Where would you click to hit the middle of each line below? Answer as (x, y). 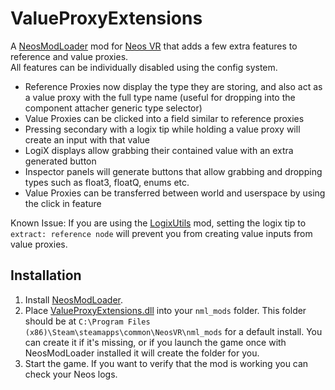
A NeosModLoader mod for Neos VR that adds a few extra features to (154, 46)
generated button (60, 161)
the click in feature (63, 203)
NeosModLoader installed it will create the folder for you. (142, 353)
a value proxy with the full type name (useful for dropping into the (160, 97)
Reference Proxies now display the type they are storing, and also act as (173, 86)
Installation (46, 275)
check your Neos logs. (71, 374)
